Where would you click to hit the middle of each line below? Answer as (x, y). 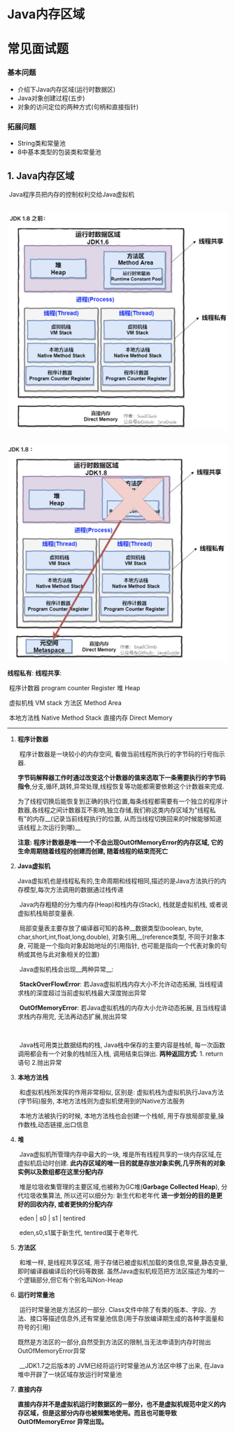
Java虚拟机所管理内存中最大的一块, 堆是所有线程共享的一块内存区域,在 (121, 1154)
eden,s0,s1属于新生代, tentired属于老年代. (79, 1232)
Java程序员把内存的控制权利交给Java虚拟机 (72, 194)
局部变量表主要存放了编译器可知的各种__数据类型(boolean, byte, (111, 928)
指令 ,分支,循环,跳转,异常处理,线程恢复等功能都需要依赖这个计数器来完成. (121, 786)
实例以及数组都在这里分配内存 (60, 1172)
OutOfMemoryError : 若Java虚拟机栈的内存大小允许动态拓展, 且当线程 (120, 1007)
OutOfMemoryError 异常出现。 (63, 1421)
